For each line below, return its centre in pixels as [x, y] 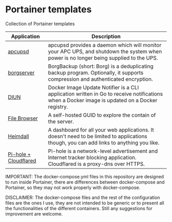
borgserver [21, 72]
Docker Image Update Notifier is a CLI [93, 87]
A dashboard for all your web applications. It [101, 129]
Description [106, 36]
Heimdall [18, 136]
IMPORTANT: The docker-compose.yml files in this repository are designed [85, 176]
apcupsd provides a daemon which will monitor [105, 45]
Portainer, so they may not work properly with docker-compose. [73, 187]
